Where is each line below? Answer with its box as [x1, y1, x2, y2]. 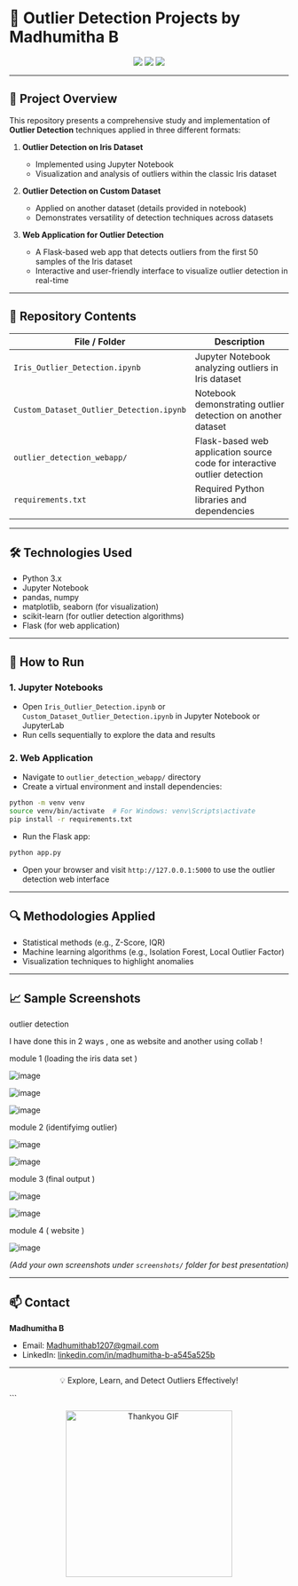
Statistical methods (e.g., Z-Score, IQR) [21, 937, 166, 948]
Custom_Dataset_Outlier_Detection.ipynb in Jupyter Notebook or [21, 710, 261, 722]
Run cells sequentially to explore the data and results [21, 730, 216, 741]
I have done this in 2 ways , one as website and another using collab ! [9, 1036, 263, 1047]
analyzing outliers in [194, 361, 279, 374]
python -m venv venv [9, 798, 86, 807]
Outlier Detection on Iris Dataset [21, 141, 144, 152]
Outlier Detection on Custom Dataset [21, 186, 161, 196]
